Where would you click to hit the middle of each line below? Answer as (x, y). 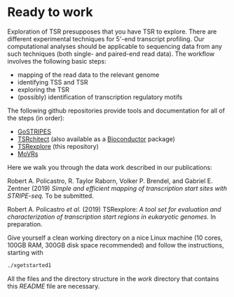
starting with (25, 252)
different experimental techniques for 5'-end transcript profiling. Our (106, 38)
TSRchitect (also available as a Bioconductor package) (96, 139)
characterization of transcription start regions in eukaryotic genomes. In (111, 217)
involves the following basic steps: (57, 61)
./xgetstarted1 (29, 265)
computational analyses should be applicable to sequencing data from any (115, 46)
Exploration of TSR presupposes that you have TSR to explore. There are (112, 31)
